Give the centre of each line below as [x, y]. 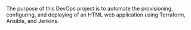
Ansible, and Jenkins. [33, 21]
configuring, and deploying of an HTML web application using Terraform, [96, 15]
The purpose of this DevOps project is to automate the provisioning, [90, 9]
